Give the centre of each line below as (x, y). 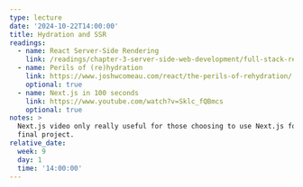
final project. (46, 135)
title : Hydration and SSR (58, 34)
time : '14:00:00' (50, 168)
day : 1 (30, 160)
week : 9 (32, 151)
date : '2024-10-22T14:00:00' (64, 26)
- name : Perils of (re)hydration (80, 68)
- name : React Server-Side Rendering (88, 51)
